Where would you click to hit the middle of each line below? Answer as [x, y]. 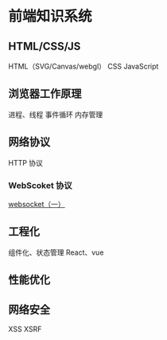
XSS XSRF [25, 329]
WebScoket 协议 [41, 186]
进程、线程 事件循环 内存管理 [56, 114]
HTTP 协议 [26, 162]
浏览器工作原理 [45, 94]
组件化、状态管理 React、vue [56, 252]
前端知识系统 [50, 16]
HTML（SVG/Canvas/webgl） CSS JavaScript [83, 66]
